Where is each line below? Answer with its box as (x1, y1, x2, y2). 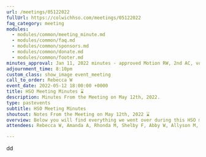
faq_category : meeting (6, 20, 64, 26)
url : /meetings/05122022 (6, 9, 70, 15)
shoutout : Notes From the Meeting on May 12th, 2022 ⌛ (6, 111, 150, 117)
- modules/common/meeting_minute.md (12, 32, 105, 38)
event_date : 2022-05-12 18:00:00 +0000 (6, 83, 109, 89)
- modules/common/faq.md (12, 37, 75, 43)
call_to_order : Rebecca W (6, 77, 72, 83)
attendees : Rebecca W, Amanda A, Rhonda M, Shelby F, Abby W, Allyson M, (6, 123, 199, 129)
